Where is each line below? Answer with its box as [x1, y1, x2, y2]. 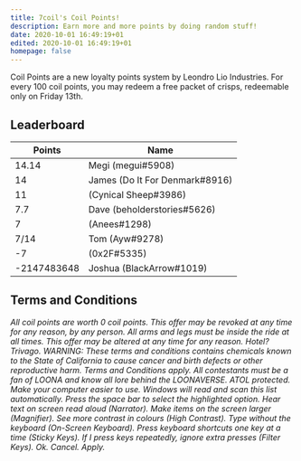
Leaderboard [10, 117, 85, 132]
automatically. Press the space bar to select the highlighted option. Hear [10, 393, 281, 404]
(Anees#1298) [88, 218, 152, 230]
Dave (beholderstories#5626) [88, 202, 216, 215]
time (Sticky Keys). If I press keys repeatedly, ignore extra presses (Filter [10, 431, 281, 443]
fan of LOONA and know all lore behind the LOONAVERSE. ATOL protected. [10, 374, 291, 385]
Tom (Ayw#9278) [88, 232, 165, 245]
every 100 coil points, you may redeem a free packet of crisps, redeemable [10, 81, 289, 92]
